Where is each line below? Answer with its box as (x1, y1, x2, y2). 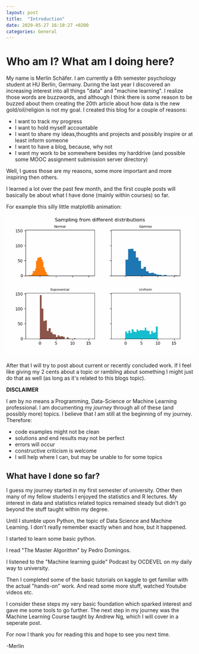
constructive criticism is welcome (14, 447, 97, 454)
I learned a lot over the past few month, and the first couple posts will (6, 185, 176, 193)
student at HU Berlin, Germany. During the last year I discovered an (6, 81, 171, 88)
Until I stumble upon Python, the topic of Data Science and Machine (6, 517, 172, 524)
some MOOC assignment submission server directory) (14, 156, 149, 163)
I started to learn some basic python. (6, 535, 96, 542)
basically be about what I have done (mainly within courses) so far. (6, 191, 170, 199)
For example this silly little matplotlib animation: (6, 203, 122, 210)
